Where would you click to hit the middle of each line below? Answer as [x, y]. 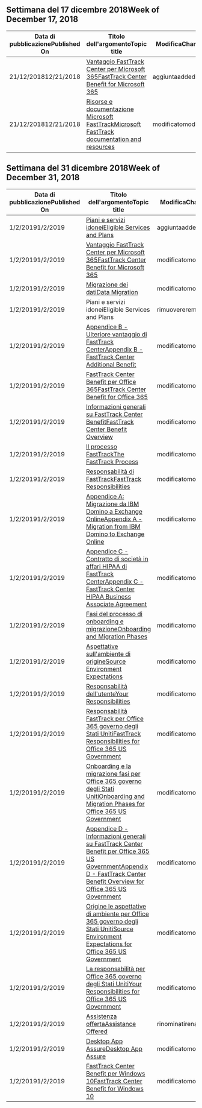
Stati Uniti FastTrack [114, 734]
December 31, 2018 [43, 178]
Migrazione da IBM [113, 504]
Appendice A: [105, 496]
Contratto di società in [117, 559]
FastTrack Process [112, 462]
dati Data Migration [112, 292]
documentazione [110, 109]
